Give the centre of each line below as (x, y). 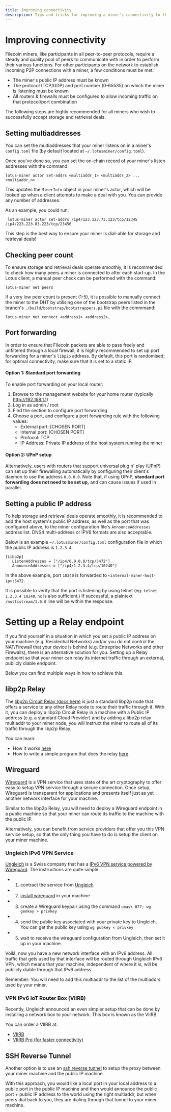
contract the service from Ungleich (57, 884)
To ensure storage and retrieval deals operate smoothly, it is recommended (84, 267)
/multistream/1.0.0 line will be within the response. (59, 601)
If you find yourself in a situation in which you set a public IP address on (81, 636)
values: (20, 421)
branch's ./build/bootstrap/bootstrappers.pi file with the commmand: (80, 308)
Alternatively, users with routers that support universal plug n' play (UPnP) (83, 466)
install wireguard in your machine (55, 895)
